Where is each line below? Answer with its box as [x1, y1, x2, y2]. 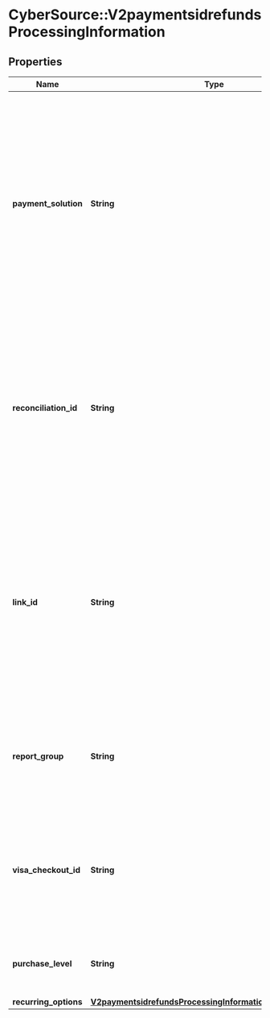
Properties [8, 55, 63, 68]
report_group [12, 751, 64, 762]
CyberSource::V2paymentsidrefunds [8, 6, 262, 24]
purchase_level [12, 958, 72, 969]
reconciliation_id [12, 403, 78, 413]
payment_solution [12, 198, 83, 209]
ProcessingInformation [8, 23, 166, 41]
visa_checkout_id [12, 864, 80, 875]
